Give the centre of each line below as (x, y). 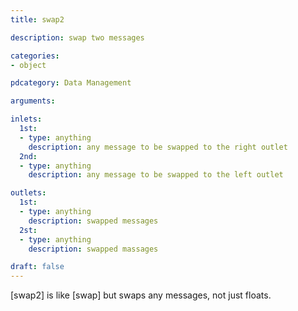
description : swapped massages (93, 249)
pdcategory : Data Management (71, 83)
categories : (35, 56)
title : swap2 (37, 19)
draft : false (37, 267)
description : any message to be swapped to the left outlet (156, 175)
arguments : (33, 101)
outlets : (28, 193)
